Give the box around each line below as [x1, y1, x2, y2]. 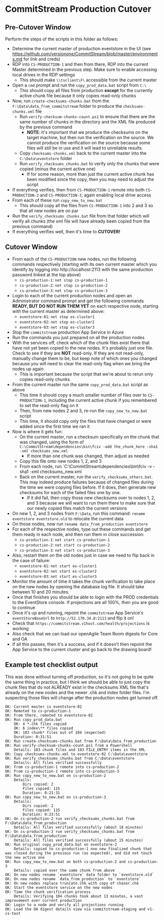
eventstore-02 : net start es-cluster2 [19, 568, 97, 574]
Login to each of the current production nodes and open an [12, 292, 132, 298]
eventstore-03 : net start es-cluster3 [19, 573, 97, 579]
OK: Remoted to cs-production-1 [5, 708, 71, 713]
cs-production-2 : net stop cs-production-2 [19, 282, 108, 288]
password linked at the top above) [12, 272, 81, 278]
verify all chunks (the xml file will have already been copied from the [12, 218, 150, 224]
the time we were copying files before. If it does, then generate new [19, 484, 156, 490]
